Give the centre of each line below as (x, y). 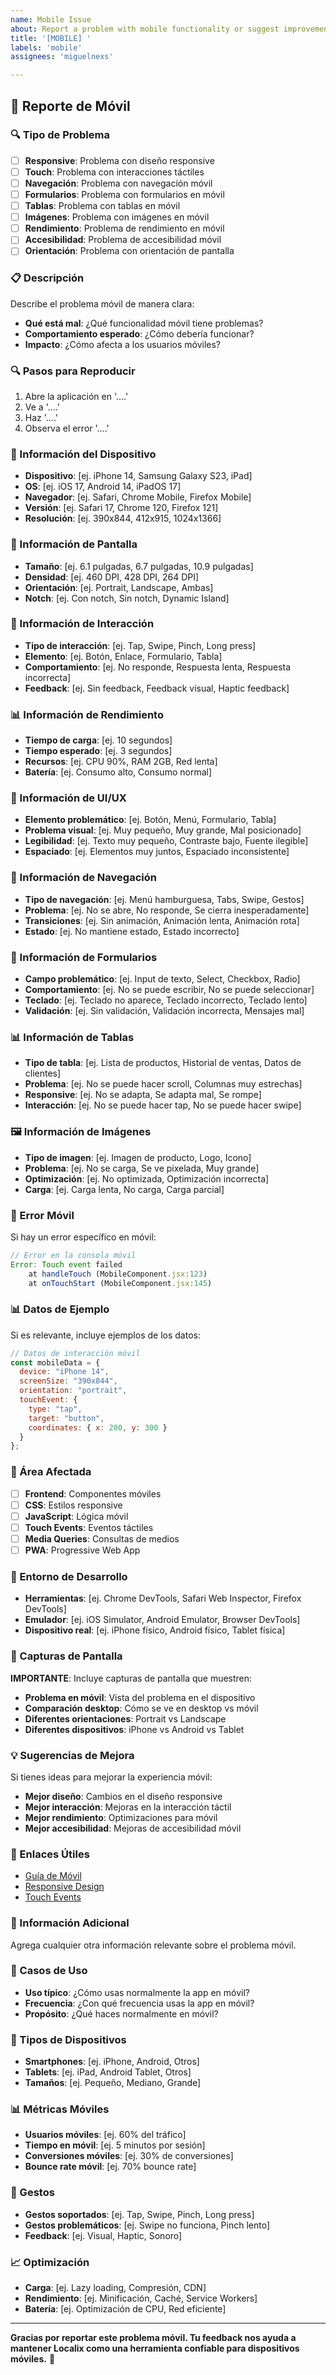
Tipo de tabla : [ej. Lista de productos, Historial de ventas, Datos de (163, 1063)
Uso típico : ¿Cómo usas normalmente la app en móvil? (137, 1992)
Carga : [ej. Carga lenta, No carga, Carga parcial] (124, 1189)
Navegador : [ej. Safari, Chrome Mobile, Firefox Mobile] (138, 497)
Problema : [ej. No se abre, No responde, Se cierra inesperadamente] (167, 910)
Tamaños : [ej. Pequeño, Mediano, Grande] (113, 2083)
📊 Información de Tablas (72, 1037)
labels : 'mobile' (46, 47)
